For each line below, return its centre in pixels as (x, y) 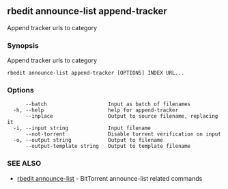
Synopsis (23, 45)
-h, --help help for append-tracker (96, 110)
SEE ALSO (24, 164)
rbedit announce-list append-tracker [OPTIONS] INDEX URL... (96, 73)
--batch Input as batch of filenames (108, 104)
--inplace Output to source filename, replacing (122, 116)
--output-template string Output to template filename (108, 147)
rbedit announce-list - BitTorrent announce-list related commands (110, 178)
